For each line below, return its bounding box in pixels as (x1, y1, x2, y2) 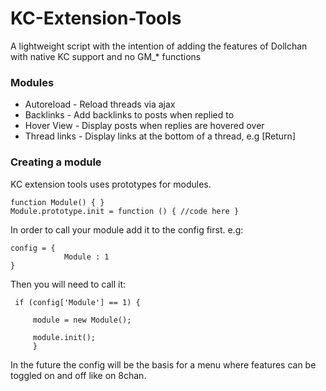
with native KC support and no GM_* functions (10, 50, 202, 62)
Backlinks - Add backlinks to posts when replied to (24, 109, 235, 121)
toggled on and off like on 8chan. (10, 369, 147, 381)
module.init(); (32, 332, 97, 342)
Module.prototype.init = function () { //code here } (10, 206, 240, 216)
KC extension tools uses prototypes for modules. (10, 178, 212, 190)
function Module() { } (10, 197, 105, 207)
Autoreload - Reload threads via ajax (24, 98, 176, 111)
